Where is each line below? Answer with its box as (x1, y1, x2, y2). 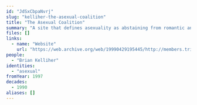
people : (6, 52, 25, 58)
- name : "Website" (11, 41, 57, 47)
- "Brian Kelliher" (11, 57, 59, 63)
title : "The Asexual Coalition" (6, 19, 85, 25)
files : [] (6, 30, 30, 36)
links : (6, 36, 22, 41)
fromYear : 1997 (6, 73, 43, 79)
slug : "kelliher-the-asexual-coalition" (6, 14, 107, 20)
